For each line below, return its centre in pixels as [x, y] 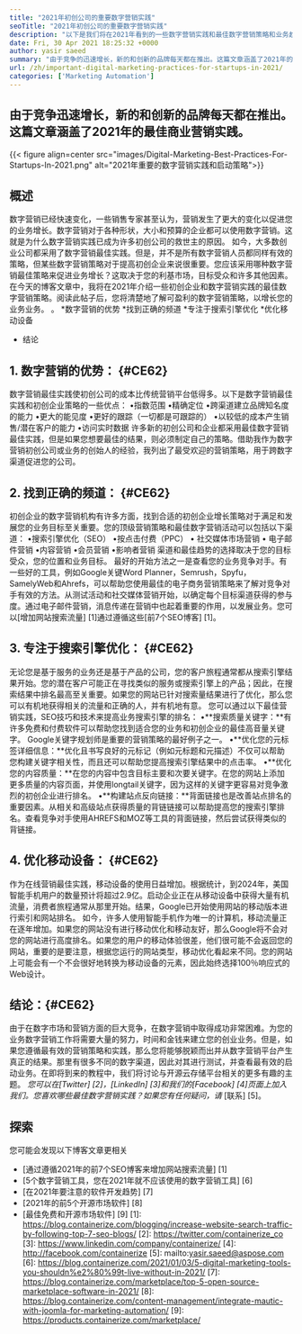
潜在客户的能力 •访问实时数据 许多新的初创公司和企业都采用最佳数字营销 [155, 428]
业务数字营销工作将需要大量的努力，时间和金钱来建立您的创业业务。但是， [147, 1040]
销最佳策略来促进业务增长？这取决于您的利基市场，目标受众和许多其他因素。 [151, 275]
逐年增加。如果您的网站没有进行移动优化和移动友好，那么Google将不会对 [152, 929]
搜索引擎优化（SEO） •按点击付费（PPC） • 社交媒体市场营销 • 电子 [158, 538]
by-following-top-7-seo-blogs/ [79, 1234]
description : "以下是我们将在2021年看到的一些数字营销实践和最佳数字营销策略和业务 [149, 34]
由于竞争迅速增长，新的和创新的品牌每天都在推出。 [151, 115]
